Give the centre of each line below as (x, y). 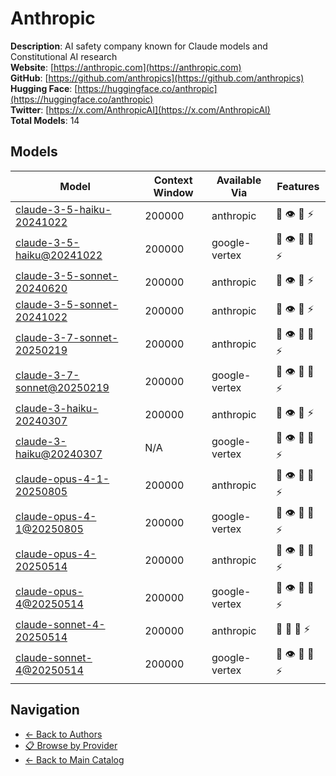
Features (298, 186)
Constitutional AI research (64, 56)
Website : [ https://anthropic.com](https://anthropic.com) (126, 67)
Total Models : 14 (45, 120)
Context (173, 180)
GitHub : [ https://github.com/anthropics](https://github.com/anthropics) (157, 78)
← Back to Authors (63, 734)
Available (239, 180)
